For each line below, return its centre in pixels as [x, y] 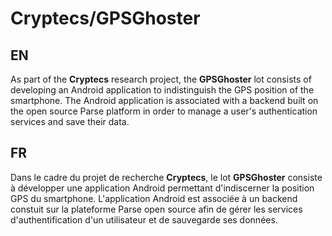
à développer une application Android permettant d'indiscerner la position [162, 188]
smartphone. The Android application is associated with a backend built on [164, 100]
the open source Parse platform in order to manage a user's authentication [164, 111]
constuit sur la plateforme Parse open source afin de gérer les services [156, 209]
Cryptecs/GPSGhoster [105, 18]
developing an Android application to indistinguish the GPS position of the [162, 90]
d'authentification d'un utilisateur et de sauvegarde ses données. [144, 219]
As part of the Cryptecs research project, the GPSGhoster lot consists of [161, 79]
